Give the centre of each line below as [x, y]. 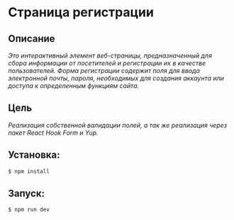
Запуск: [27, 193]
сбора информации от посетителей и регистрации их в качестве [107, 63]
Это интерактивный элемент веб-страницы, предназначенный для [110, 55]
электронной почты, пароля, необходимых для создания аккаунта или [116, 78]
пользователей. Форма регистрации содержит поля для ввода [104, 71]
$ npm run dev [29, 210]
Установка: [34, 155]
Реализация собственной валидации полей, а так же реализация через [118, 125]
